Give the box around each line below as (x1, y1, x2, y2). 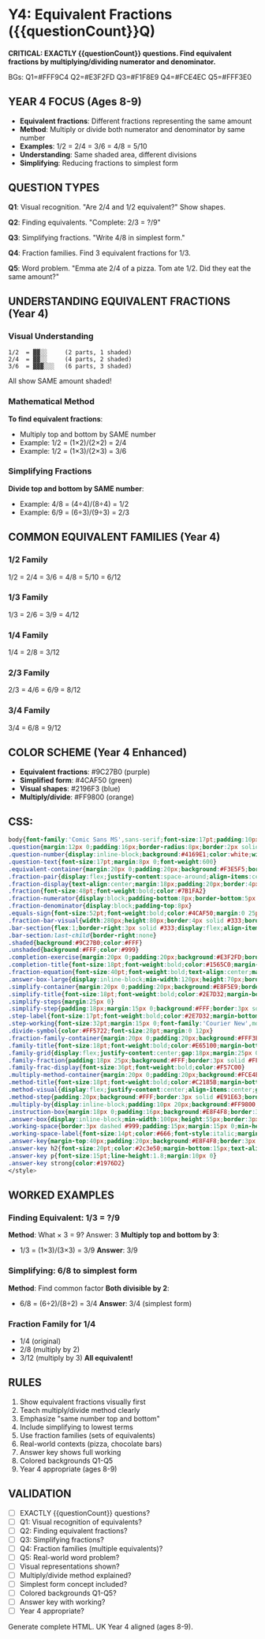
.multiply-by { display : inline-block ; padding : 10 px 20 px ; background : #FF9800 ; (8, 1101, 259, 1108)
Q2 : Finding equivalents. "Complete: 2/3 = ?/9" (8, 217, 161, 227)
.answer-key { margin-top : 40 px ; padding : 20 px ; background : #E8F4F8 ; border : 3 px (8, 1137, 256, 1146)
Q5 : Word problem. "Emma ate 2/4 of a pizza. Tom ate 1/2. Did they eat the (8, 263, 252, 273)
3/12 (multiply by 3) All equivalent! (19, 1353, 133, 1362)
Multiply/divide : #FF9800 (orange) (19, 792, 135, 802)
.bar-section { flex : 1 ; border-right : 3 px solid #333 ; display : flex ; (8, 923, 224, 932)
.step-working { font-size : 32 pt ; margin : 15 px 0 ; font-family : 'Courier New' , (8, 1020, 252, 1028)
